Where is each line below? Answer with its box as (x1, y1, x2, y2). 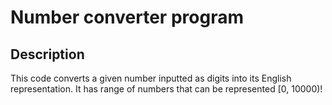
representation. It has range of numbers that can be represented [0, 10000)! (10, 83, 323, 95)
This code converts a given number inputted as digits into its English (10, 72, 292, 84)
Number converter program (10, 6, 244, 29)
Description (10, 46, 85, 63)
